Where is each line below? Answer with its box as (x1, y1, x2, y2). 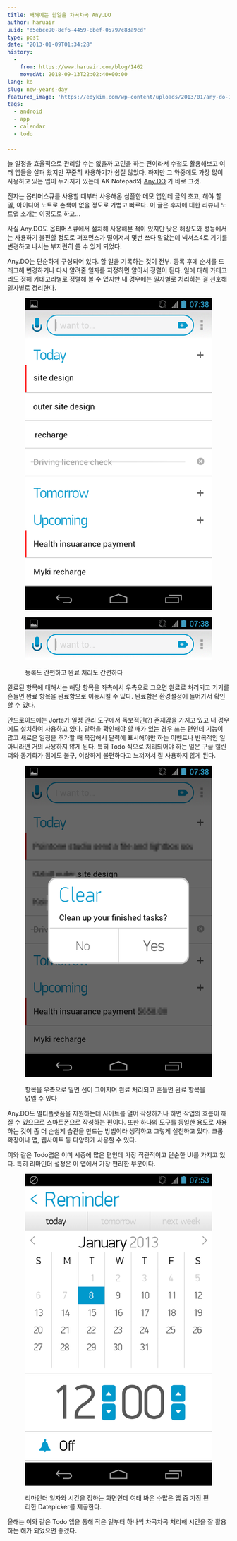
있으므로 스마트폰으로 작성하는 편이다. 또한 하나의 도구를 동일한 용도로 (22, 1118, 214, 1126)
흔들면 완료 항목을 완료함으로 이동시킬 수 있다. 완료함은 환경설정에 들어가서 (7, 691, 213, 700)
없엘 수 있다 (25, 1094, 58, 1102)
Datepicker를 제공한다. (37, 1503, 102, 1511)
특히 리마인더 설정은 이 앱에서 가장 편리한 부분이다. (16, 1159, 156, 1168)
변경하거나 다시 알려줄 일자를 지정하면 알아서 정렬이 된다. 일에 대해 (25, 265, 209, 274)
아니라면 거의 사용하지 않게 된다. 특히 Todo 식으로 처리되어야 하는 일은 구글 (7, 742, 214, 751)
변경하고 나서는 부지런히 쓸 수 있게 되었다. (7, 242, 122, 250)
